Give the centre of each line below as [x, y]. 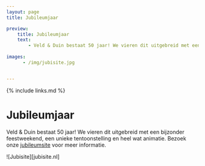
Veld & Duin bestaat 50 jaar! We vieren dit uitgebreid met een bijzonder [95, 132]
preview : [17, 29]
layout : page [23, 12]
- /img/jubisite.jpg [49, 62]
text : [24, 40]
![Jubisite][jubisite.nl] [33, 156]
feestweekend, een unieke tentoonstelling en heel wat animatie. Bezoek [96, 138]
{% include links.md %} [36, 90]
